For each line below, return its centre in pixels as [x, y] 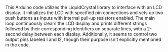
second [13, 34]
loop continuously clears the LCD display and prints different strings [76, 23]
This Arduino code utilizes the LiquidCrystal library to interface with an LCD [84, 7]
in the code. [18, 45]
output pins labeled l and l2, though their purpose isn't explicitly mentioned [83, 39]
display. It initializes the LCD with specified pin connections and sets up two [84, 13]
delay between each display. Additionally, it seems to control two [90, 34]
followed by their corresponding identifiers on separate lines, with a [76, 29]
